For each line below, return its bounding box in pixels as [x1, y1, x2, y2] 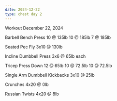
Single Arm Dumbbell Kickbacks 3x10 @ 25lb [5, 72, 95, 78]
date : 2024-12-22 [5, 7, 40, 12]
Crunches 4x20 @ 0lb [5, 81, 49, 87]
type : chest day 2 [5, 12, 42, 17]
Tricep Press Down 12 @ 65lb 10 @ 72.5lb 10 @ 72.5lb [5, 63, 112, 68]
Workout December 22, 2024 [5, 25, 63, 31]
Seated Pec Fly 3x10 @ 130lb [5, 44, 63, 50]
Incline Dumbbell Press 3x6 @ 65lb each [5, 53, 86, 59]
